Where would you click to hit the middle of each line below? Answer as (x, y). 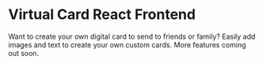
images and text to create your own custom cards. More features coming (127, 44)
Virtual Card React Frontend (102, 15)
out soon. (24, 53)
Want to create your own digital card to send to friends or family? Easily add (132, 36)
